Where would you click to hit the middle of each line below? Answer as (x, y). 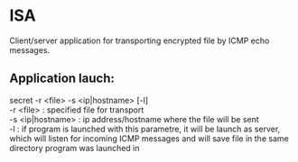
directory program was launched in (74, 148)
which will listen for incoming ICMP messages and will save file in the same (149, 138)
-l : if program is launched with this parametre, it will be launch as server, (145, 129)
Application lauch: (62, 79)
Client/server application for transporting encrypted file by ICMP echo (140, 40)
